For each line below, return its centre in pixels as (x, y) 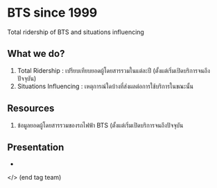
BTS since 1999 (52, 13)
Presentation (36, 147)
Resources (31, 109)
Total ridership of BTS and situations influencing (76, 32)
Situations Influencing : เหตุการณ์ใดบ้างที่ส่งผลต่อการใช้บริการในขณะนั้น (105, 86)
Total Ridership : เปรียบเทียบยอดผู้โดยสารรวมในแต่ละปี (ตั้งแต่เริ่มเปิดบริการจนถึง (113, 70)
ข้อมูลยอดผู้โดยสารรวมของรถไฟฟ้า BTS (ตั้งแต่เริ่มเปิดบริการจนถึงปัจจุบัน (100, 125)
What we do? (36, 54)
